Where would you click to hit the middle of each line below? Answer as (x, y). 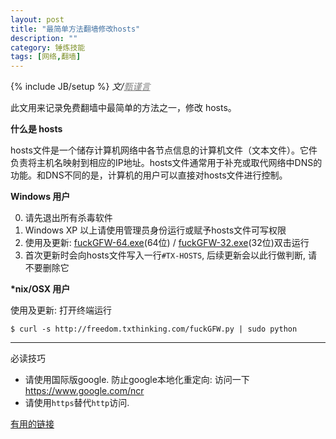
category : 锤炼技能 (48, 47)
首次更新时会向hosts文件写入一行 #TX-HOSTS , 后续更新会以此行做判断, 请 (171, 255)
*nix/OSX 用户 (40, 289)
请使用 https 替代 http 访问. (77, 403)
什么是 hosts (36, 129)
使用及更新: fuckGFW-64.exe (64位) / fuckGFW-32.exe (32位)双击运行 (167, 243)
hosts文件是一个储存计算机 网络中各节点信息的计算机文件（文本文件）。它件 (164, 150)
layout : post (37, 19)
